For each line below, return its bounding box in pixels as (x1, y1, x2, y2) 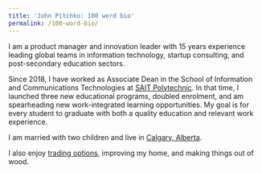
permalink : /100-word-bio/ (8, 19, 99, 27)
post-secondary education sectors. (8, 58, 125, 68)
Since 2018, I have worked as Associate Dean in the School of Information (8, 74, 253, 84)
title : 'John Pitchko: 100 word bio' (8, 11, 135, 20)
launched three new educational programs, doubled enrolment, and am (8, 91, 244, 101)
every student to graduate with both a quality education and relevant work (8, 108, 254, 117)
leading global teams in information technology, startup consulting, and (8, 50, 244, 60)
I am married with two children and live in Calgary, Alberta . (8, 132, 203, 142)
